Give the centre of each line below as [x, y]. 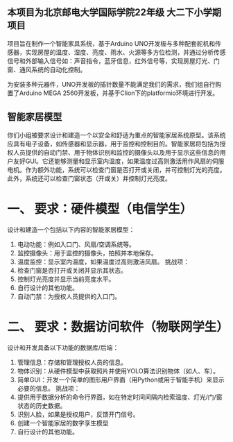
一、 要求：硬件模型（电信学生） [100, 209]
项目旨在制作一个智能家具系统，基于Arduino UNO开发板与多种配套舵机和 [111, 43]
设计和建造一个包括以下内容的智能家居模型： [71, 229]
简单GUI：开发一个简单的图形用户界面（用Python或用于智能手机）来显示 [121, 380]
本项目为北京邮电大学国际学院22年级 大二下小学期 [114, 12]
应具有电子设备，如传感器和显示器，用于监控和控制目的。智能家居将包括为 [113, 144]
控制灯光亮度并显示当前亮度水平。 [66, 279]
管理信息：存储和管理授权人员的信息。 [72, 362]
